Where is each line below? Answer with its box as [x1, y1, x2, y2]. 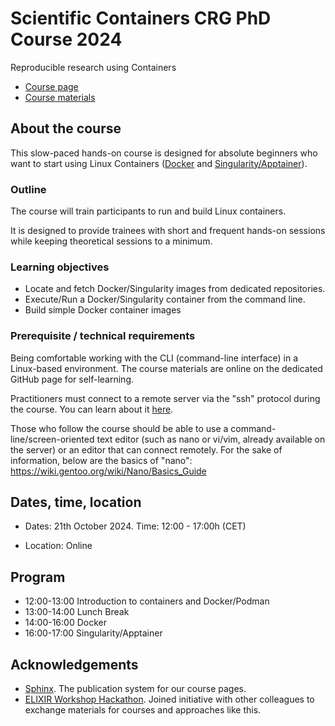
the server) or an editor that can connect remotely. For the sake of [10, 443, 283, 456]
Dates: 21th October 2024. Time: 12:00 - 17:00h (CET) [24, 520, 247, 532]
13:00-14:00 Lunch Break [24, 606, 130, 618]
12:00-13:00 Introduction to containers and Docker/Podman [24, 595, 270, 607]
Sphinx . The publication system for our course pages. [24, 683, 247, 695]
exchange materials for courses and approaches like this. [24, 704, 262, 716]
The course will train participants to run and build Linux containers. [10, 205, 287, 217]
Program [10, 568, 66, 586]
